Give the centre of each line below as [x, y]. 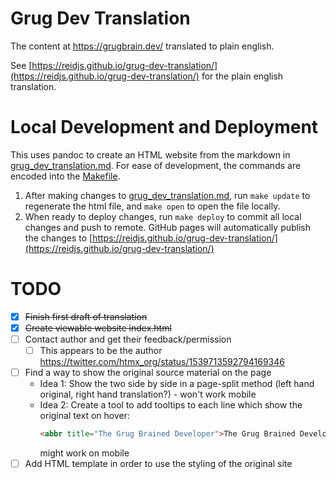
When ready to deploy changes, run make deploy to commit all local [163, 216]
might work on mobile [84, 453]
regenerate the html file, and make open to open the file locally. [152, 206]
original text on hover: [85, 416]
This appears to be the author [101, 350]
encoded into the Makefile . [65, 176]
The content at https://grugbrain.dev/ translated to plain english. [142, 46]
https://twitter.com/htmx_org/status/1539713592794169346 [162, 362]
